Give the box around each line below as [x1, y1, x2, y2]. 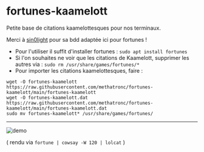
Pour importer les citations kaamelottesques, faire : [15, 67, 143, 74]
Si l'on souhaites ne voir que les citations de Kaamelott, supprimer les [15, 54, 189, 61]
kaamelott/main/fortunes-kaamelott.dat [6, 105, 107, 111]
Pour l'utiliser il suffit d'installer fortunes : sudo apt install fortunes [15, 47, 188, 55]
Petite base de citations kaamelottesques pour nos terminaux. [6, 24, 161, 31]
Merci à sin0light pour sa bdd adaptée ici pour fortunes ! [6, 36, 148, 43]
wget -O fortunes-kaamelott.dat [6, 94, 88, 101]
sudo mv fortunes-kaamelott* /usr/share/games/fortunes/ [6, 110, 154, 116]
